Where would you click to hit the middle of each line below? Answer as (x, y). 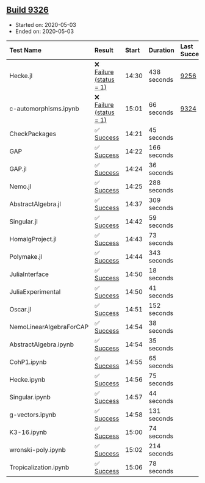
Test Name (25, 50)
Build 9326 (27, 10)
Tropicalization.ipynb (39, 467)
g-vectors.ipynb (33, 415)
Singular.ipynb (30, 397)
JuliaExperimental (35, 291)
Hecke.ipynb (27, 379)
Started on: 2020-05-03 (45, 24)
